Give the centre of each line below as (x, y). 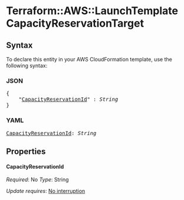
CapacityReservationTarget (75, 23)
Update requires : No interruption (46, 191)
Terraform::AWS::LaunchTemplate (92, 11)
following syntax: (27, 65)
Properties (26, 151)
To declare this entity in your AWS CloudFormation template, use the (89, 59)
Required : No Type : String (37, 180)
